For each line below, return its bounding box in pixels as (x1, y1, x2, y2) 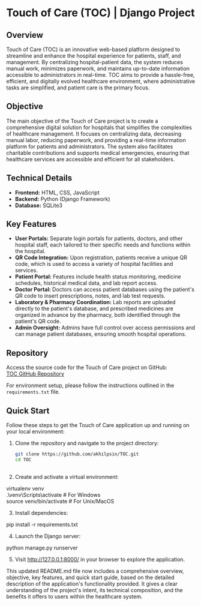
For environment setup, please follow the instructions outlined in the (6, 382, 175, 389)
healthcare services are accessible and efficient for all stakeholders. (6, 155, 175, 163)
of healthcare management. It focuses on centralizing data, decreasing (6, 130, 182, 137)
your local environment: (6, 428, 65, 435)
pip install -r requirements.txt (6, 521, 78, 528)
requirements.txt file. (6, 388, 60, 395)
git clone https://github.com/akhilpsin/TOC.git (14, 451, 139, 457)
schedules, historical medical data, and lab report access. (14, 280, 158, 287)
